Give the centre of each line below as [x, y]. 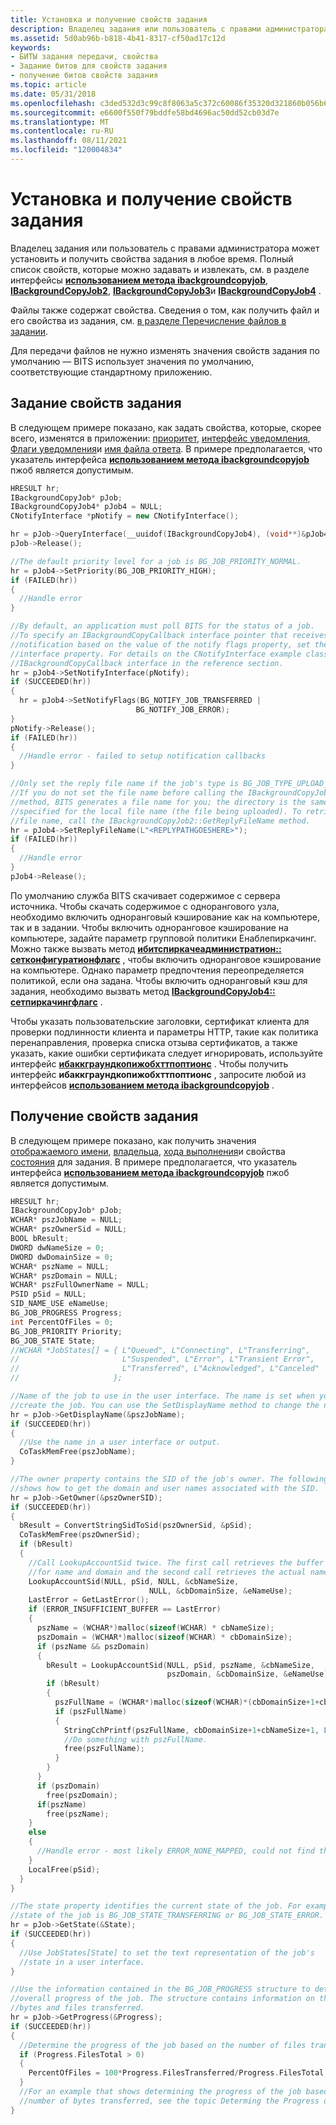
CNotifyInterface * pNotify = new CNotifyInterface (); [125, 516]
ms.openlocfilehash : [53, 103]
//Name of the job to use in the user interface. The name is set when [162, 1396]
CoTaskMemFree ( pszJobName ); [78, 1452]
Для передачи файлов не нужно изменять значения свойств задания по [165, 350]
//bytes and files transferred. [77, 2008]
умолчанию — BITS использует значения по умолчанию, [132, 361]
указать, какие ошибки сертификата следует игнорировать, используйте [166, 1053]
